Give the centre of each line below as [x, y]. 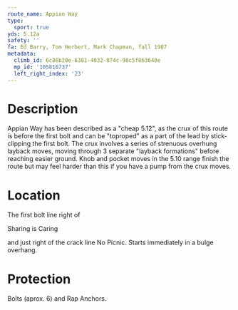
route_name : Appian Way [43, 14]
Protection [39, 279]
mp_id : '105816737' [43, 67]
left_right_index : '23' [49, 73]
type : [15, 21]
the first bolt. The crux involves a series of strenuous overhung [125, 144]
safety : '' [24, 41]
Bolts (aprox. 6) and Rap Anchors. [57, 299]
